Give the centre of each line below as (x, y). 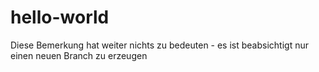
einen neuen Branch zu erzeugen (79, 55)
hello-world (60, 17)
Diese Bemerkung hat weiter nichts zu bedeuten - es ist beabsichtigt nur (160, 45)
